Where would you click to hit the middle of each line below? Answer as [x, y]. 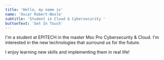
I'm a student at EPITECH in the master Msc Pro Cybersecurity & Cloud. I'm [82, 37]
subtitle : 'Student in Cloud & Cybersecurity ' [55, 19]
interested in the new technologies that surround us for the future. [73, 43]
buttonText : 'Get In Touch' [34, 23]
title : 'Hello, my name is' [34, 10]
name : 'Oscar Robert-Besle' [34, 14]
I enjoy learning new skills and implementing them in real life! [68, 52]
